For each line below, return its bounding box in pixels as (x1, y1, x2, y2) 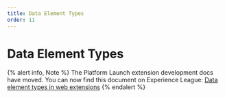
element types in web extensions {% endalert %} (7, 83, 146, 91)
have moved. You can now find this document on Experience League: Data (7, 76, 218, 84)
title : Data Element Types (7, 10, 84, 17)
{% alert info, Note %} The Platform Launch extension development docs (7, 69, 214, 77)
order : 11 (7, 16, 36, 23)
